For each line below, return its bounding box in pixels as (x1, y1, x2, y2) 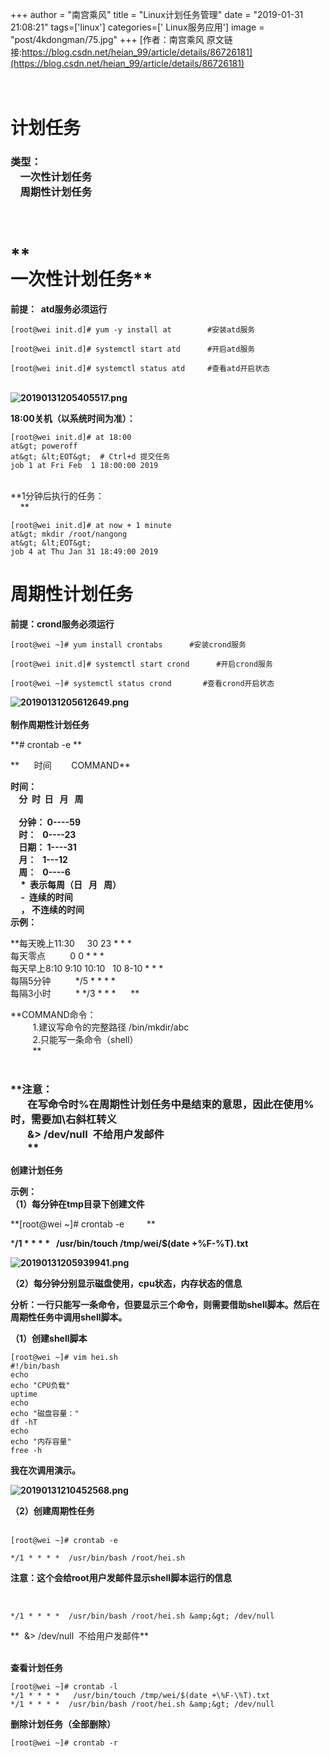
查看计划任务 (10, 1662, 63, 1674)
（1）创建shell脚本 (10, 1333, 88, 1345)
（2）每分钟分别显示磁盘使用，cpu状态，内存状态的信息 (10, 1278, 243, 1290)
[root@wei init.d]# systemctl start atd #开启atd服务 (10, 344, 256, 355)
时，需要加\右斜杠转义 (10, 1112, 117, 1126)
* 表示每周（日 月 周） (20, 878, 122, 890)
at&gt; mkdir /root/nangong (10, 529, 128, 540)
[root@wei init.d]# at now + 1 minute (10, 521, 172, 531)
